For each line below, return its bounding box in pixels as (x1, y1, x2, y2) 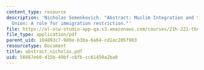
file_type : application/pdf (6, 32, 78, 38)
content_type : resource (6, 9, 67, 15)
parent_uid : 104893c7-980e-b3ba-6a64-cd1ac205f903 (6, 37, 137, 43)
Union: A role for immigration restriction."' (12, 20, 132, 26)
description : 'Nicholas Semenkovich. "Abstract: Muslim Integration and (6, 15, 194, 21)
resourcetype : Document (6, 43, 67, 49)
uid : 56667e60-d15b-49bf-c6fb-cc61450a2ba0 (6, 54, 118, 60)
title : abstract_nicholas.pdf (6, 49, 83, 55)
